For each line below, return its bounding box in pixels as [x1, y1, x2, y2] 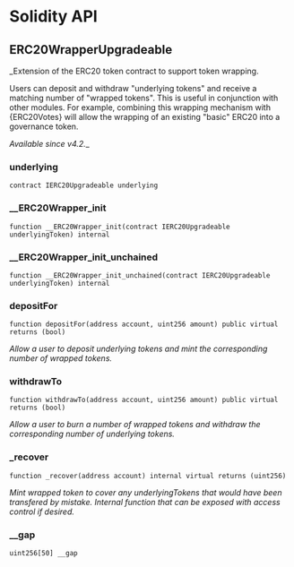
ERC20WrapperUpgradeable [9, 42, 173, 57]
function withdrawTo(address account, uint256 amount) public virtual [9, 396, 279, 405]
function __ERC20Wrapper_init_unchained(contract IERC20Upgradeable [9, 271, 271, 279]
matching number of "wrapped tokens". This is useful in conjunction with [9, 92, 279, 103]
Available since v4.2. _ [9, 139, 90, 149]
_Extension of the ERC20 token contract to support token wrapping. [9, 65, 259, 76]
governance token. [9, 121, 79, 132]
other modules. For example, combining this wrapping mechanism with [9, 102, 272, 113]
